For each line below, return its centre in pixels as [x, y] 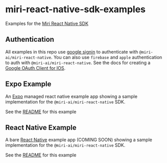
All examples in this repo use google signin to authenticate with [72, 51]
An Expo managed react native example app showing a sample [71, 96]
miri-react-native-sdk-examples [76, 9]
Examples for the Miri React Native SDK [47, 23]
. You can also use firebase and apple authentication [106, 57]
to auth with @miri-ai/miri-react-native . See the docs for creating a [78, 63]
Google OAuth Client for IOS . [35, 68]
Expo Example [28, 84]
